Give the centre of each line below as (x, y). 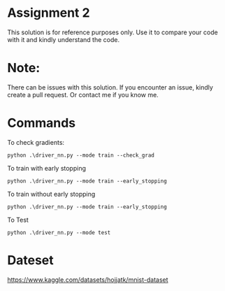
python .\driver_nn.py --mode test (59, 232)
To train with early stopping (46, 168)
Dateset (30, 260)
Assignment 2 (49, 13)
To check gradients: (36, 142)
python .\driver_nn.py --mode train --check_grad (81, 155)
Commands (42, 123)
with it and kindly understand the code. (64, 39)
